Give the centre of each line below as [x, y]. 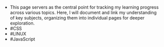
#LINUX [18, 34]
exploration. [22, 23]
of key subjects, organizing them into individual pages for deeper [77, 18]
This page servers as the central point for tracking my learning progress [84, 7]
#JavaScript [22, 39]
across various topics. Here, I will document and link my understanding [83, 12]
